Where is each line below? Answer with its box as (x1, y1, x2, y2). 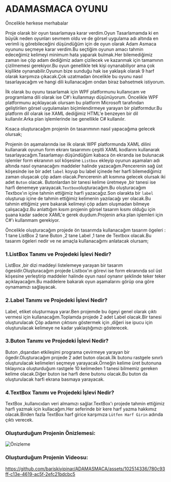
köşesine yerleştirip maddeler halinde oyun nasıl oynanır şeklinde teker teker (5, 273, 166, 279)
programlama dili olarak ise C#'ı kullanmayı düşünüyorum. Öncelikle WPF (5, 94, 159, 100)
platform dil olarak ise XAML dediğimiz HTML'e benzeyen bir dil (5, 110, 138, 117)
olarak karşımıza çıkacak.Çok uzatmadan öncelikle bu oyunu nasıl (5, 73, 143, 79)
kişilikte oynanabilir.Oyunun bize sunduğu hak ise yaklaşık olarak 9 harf (5, 67, 154, 74)
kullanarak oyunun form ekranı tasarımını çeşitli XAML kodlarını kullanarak (5, 146, 160, 152)
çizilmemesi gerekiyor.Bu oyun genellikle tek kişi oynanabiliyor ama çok (5, 62, 155, 68)
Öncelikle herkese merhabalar (5, 20, 69, 26)
